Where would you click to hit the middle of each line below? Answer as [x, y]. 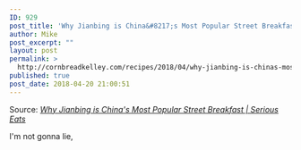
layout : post [34, 51]
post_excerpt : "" [42, 42]
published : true [39, 76]
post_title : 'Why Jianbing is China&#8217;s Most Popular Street [133, 26]
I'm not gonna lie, [41, 136]
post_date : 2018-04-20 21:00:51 [69, 84]
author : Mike [34, 34]
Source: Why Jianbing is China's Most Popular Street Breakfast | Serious [144, 109]
